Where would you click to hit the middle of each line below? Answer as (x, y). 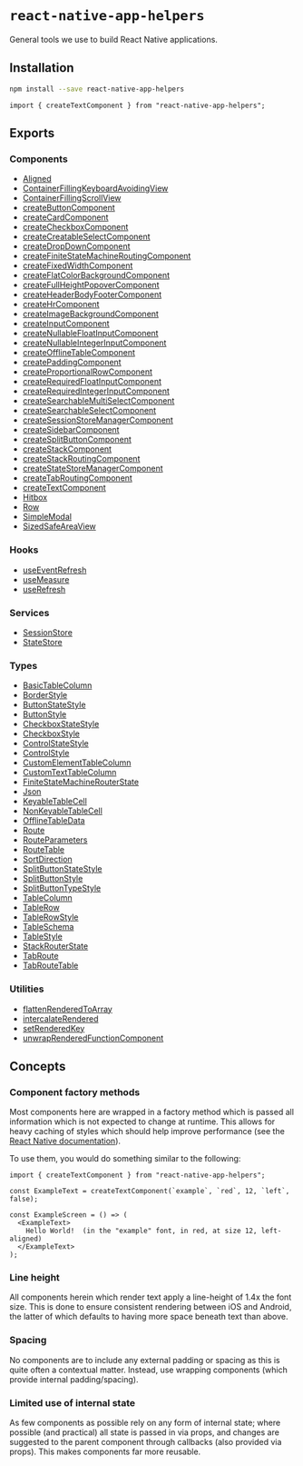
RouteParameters (55, 840)
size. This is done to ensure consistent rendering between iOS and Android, (151, 1307)
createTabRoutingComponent (78, 478)
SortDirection (47, 859)
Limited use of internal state (73, 1402)
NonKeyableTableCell (62, 811)
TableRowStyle (50, 917)
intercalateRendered (60, 1018)
